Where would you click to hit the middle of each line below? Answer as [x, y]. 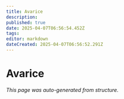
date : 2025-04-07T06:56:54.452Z [45, 28]
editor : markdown [27, 39]
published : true [26, 22]
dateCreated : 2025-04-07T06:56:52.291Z [55, 45]
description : [22, 17]
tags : [13, 34]
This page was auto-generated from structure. [62, 90]
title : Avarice [25, 11]
